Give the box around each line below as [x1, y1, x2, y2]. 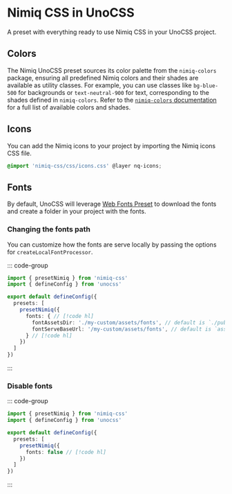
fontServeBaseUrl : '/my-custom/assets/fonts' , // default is [32, 326, 212, 333]
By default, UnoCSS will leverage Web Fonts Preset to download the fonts [7, 200, 217, 209]
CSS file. [7, 149, 32, 157]
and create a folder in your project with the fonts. [7, 207, 146, 215]
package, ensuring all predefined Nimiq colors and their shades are [7, 73, 199, 82]
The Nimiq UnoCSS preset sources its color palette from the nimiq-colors [7, 66, 217, 74]
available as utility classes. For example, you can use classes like [7, 81, 192, 89]
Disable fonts [7, 381, 53, 391]
